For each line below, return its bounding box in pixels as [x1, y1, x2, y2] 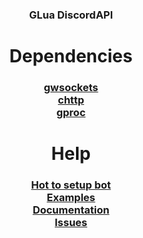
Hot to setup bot [31, 178, 111, 192]
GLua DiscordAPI [28, 8, 114, 22]
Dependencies [9, 45, 133, 68]
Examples [46, 191, 96, 205]
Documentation [32, 203, 110, 217]
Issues [54, 216, 88, 230]
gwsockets [43, 81, 99, 95]
